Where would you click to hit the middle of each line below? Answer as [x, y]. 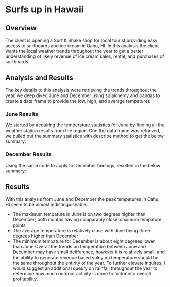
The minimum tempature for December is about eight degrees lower [84, 241]
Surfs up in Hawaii [44, 9]
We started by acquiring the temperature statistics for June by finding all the [85, 125]
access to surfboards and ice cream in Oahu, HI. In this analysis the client [82, 46]
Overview [21, 28]
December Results [28, 154]
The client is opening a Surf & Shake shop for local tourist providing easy [81, 40]
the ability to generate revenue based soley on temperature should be [86, 258]
